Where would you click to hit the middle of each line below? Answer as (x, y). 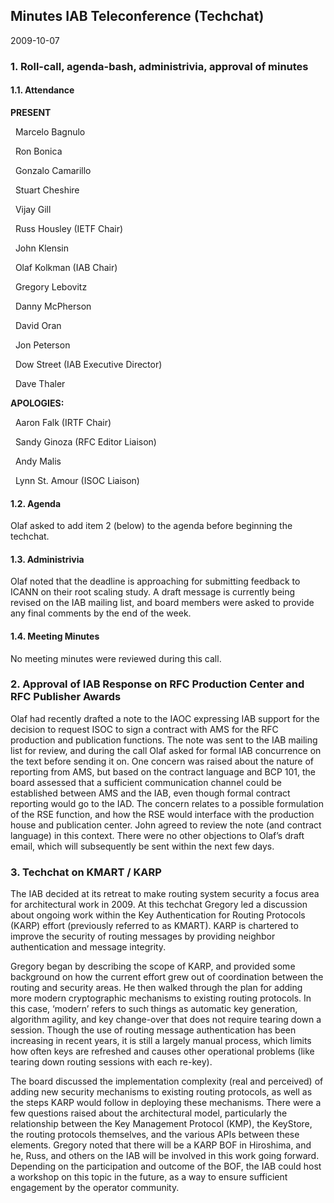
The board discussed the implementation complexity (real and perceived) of (167, 1081)
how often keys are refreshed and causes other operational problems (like (162, 1051)
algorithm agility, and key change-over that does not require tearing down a (166, 1020)
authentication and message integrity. (88, 947)
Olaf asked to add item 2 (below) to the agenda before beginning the (151, 526)
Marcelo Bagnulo (50, 131)
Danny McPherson (53, 306)
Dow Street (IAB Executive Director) (88, 364)
